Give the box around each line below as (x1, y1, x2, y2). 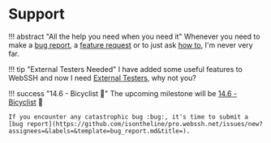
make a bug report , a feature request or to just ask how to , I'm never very (8, 40, 253, 49)
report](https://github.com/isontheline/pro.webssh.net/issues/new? (26, 120, 264, 128)
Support (8, 5, 65, 23)
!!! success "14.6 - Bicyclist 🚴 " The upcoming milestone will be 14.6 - (8, 88, 238, 98)
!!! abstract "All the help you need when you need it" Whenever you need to (8, 32, 260, 41)
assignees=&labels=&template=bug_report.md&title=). (8, 127, 191, 135)
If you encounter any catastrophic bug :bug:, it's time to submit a (8, 112, 249, 121)
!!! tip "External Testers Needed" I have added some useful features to (8, 64, 243, 74)
